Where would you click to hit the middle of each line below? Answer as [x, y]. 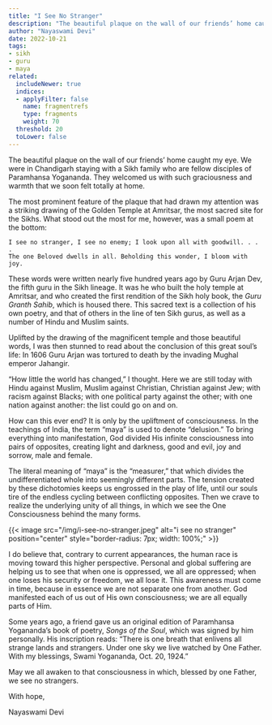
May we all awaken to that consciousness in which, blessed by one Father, [133, 671]
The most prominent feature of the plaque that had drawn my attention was [134, 201]
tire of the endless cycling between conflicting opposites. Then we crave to [134, 497]
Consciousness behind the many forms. [75, 514]
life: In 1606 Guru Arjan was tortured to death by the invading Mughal [123, 355]
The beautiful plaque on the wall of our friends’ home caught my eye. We [130, 160]
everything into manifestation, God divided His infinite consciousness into [131, 438]
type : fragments [51, 114]
